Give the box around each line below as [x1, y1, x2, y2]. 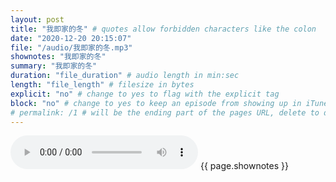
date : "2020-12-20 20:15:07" [10, 33, 132, 43]
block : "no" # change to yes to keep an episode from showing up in [10, 98, 302, 108]
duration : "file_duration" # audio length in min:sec [10, 71, 240, 81]
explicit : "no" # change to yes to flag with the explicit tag [10, 89, 280, 99]
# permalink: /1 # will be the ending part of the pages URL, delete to [10, 107, 320, 118]
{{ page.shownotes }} [199, 160, 289, 172]
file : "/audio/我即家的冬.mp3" [10, 42, 133, 53]
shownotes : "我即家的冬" [10, 52, 107, 62]
